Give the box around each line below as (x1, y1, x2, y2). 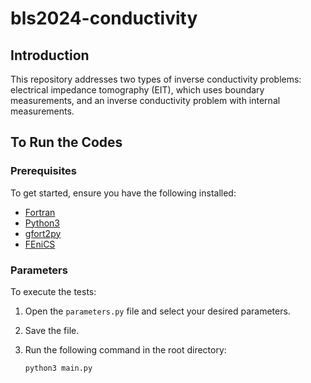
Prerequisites (10, 164, 77, 178)
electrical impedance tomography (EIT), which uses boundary (10, 84, 265, 96)
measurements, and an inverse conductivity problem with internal (10, 95, 281, 106)
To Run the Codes (10, 134, 123, 151)
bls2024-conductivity (10, 7, 198, 30)
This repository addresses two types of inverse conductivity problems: (10, 73, 302, 85)
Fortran (24, 206, 56, 218)
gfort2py (24, 227, 62, 239)
